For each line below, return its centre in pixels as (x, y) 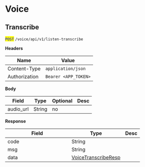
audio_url (18, 109)
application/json (65, 69)
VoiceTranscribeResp (96, 157)
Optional (62, 101)
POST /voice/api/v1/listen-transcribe (44, 39)
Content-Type (24, 69)
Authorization (23, 77)
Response (15, 121)
